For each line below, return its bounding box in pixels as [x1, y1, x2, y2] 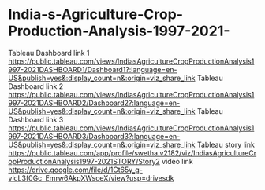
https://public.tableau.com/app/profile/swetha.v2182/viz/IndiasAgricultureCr [8, 148, 257, 158]
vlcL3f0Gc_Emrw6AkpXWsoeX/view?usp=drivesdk [8, 173, 174, 182]
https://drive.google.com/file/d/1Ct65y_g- [8, 165, 144, 174]
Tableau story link [196, 140, 255, 149]
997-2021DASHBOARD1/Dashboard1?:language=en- [8, 64, 177, 74]
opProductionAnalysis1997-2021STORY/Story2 [8, 156, 160, 166]
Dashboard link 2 [8, 81, 64, 91]
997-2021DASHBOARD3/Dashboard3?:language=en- [8, 131, 181, 141]
